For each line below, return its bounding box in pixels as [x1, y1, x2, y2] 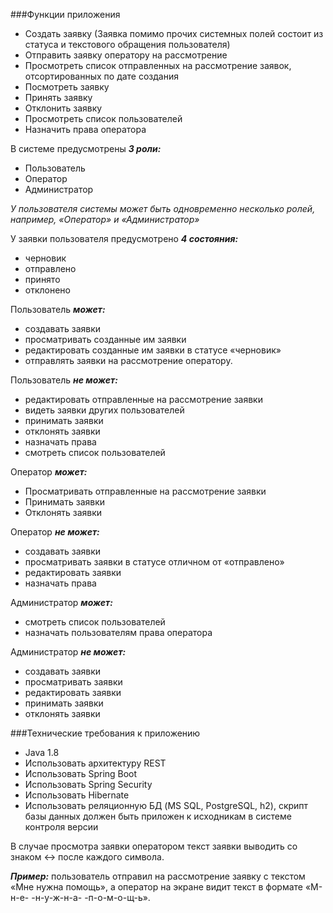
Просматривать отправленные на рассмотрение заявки [24, 485, 267, 497]
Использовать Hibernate [24, 789, 130, 801]
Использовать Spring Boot [24, 768, 138, 779]
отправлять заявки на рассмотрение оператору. [24, 355, 233, 366]
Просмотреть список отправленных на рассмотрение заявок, [24, 60, 292, 71]
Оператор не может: [10, 526, 100, 538]
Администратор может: [10, 597, 113, 608]
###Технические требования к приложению [10, 727, 201, 739]
